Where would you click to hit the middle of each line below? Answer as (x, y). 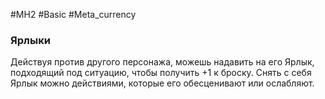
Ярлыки (30, 40)
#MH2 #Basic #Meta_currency (73, 14)
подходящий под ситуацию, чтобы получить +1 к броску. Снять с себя (161, 73)
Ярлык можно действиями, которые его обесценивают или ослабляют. (162, 83)
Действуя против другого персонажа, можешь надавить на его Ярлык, (162, 62)
